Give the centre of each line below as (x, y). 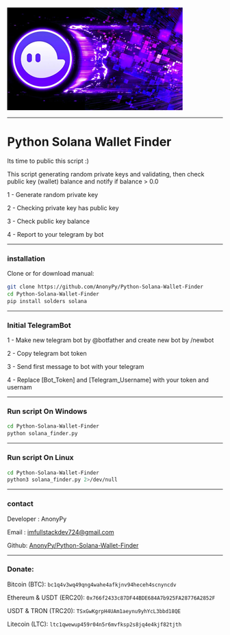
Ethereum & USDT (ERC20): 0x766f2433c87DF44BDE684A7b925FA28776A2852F (111, 597)
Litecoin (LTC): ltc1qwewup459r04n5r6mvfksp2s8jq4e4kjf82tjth (94, 624)
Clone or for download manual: (51, 274)
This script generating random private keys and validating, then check (106, 174)
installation (26, 259)
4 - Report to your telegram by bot (55, 234)
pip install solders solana (47, 301)
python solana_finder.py (42, 434)
